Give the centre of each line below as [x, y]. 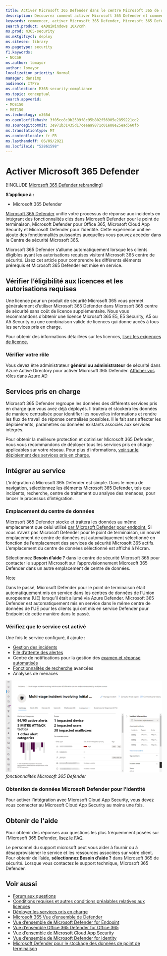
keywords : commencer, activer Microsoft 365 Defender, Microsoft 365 [79, 21]
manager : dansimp [24, 78]
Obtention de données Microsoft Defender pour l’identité [76, 789]
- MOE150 [15, 104]
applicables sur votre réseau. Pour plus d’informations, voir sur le [72, 450]
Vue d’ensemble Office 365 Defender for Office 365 [66, 927]
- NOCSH [14, 57]
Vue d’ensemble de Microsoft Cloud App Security [63, 933]
